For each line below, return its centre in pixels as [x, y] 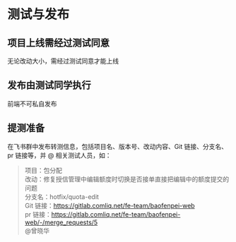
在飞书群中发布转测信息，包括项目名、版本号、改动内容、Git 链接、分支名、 [118, 146]
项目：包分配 [43, 170]
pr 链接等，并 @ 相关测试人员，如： [59, 155]
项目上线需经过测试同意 [58, 43]
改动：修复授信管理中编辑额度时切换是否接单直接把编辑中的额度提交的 [127, 179]
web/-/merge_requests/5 [61, 222]
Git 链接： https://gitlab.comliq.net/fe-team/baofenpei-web [110, 205]
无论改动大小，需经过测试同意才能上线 [63, 61]
